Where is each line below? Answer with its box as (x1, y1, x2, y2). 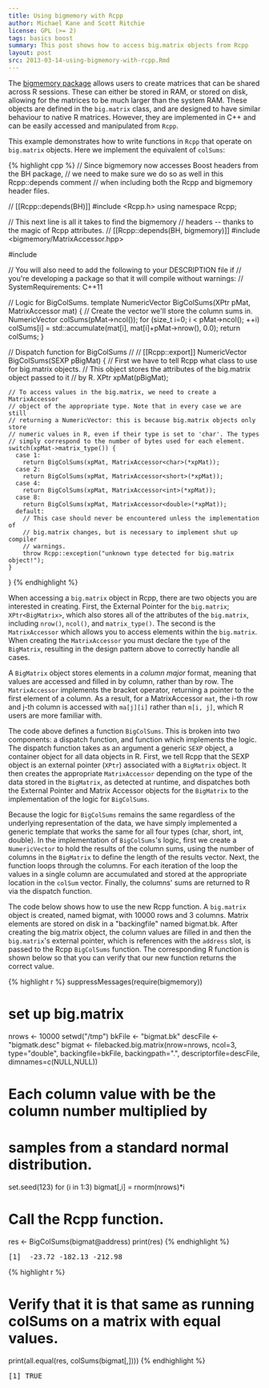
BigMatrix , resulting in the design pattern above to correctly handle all (8, 644, 240, 654)
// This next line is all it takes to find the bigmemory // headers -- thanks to (8, 217, 254, 227)
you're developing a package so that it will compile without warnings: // (8, 273, 244, 283)
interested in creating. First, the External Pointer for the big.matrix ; (8, 601, 230, 611)
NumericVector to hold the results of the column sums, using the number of (8, 843, 255, 853)
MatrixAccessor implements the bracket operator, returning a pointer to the (8, 685, 255, 694)
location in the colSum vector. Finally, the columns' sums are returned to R (8, 878, 251, 887)
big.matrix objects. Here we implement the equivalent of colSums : (8, 145, 226, 155)
